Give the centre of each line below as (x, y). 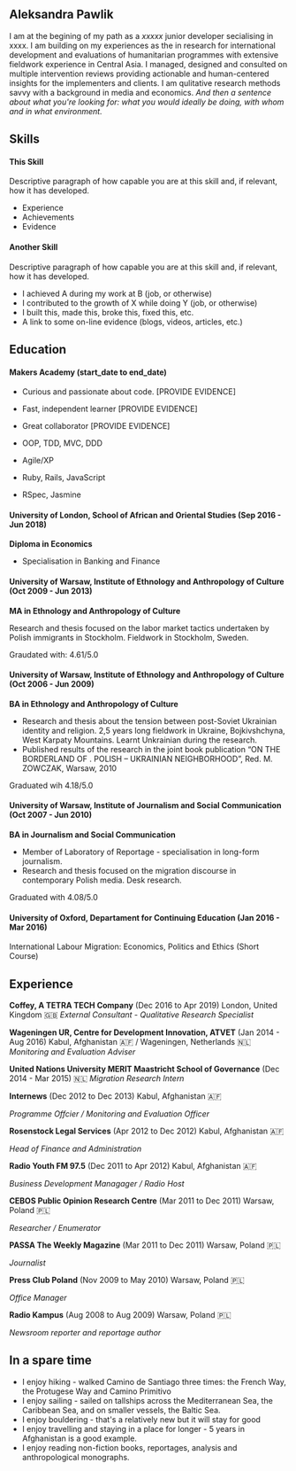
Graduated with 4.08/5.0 (54, 898)
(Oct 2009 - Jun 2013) (51, 591)
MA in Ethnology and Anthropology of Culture (95, 611)
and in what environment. (56, 111)
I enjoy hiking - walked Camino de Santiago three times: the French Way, (154, 1381)
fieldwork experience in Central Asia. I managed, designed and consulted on (148, 64)
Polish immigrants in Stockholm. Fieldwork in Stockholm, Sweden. (129, 637)
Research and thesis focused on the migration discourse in (129, 871)
